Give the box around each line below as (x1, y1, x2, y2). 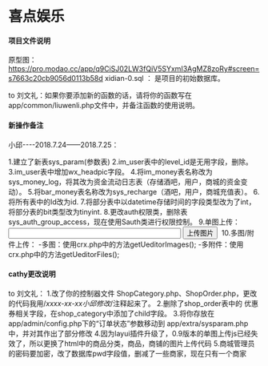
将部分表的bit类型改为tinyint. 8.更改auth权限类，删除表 (8, 207, 188, 216)
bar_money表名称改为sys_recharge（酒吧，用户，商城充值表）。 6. (40, 187, 260, 196)
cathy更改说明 (8, 269, 56, 279)
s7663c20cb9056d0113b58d (8, 74, 104, 83)
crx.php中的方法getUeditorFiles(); (8, 249, 120, 259)
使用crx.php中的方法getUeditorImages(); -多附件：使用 (62, 239, 244, 249)
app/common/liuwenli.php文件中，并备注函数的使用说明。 (8, 101, 200, 111)
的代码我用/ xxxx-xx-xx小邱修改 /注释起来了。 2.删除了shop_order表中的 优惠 (8, 298, 258, 308)
